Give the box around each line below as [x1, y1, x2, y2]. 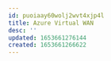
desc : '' [8, 26, 37, 34]
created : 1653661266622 [8, 41, 87, 49]
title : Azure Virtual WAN [8, 19, 94, 27]
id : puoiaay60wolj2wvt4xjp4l [8, 11, 105, 20]
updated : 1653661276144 [8, 33, 87, 42]
